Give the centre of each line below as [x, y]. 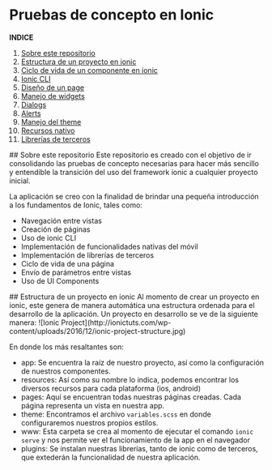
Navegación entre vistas [61, 220]
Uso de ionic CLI [48, 237]
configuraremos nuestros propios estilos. [89, 422]
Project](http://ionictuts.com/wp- [116, 323]
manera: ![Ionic [34, 323]
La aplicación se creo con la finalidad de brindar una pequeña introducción [134, 196]
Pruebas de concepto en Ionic [112, 15]
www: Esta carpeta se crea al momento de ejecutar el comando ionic [137, 431]
